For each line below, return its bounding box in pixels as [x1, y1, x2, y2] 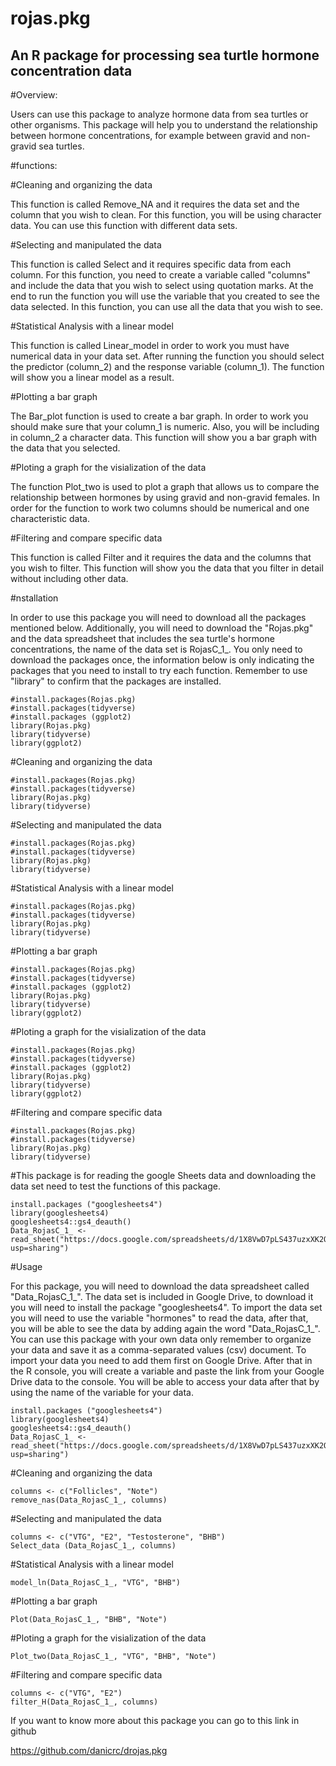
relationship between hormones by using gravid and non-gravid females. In [10, 492, 321, 503]
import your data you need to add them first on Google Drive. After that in [10, 1355, 313, 1366]
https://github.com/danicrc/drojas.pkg [10, 1745, 168, 1756]
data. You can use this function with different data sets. [10, 220, 238, 231]
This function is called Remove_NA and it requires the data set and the [10, 198, 300, 210]
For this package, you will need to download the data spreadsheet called [10, 1280, 310, 1292]
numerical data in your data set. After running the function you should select [10, 350, 325, 362]
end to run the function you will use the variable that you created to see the [10, 290, 320, 302]
